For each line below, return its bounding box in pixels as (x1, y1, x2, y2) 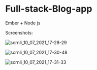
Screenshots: (5, 29, 33, 36)
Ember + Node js (5, 20, 41, 26)
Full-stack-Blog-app (5, 3, 92, 15)
